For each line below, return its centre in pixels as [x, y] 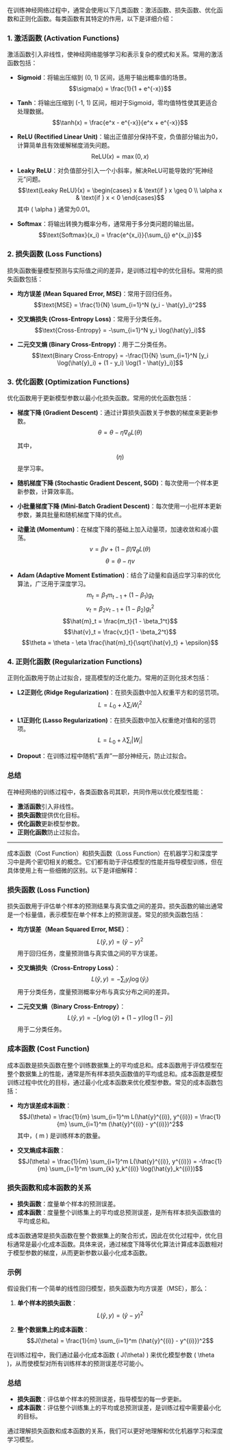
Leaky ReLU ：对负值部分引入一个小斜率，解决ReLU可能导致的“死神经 [115, 171]
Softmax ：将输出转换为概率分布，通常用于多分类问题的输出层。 [107, 224]
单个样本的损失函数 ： [47, 1303]
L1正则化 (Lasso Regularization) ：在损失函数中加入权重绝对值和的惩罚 [116, 720]
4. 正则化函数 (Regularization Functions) [75, 661]
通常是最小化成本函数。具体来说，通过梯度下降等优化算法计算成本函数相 [115, 1244]
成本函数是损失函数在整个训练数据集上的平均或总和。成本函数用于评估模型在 [115, 1065]
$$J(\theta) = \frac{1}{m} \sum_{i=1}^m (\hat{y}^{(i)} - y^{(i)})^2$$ [120, 1340]
